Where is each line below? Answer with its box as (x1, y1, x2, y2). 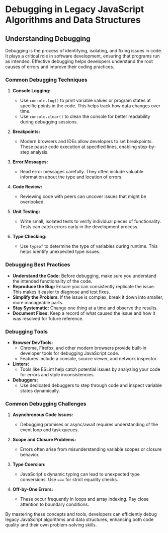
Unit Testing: (12, 209, 40, 215)
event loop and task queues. (20, 427, 79, 433)
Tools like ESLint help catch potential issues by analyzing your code (20, 366, 160, 372)
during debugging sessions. (20, 119, 78, 125)
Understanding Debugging (5, 34, 91, 43)
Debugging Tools (5, 328, 48, 335)
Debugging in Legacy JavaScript (5, 4, 144, 15)
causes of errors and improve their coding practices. (5, 64, 115, 70)
